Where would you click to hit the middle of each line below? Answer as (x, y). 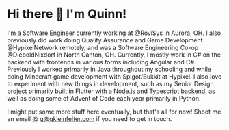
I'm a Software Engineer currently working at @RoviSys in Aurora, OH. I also (114, 33)
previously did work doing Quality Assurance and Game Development (105, 40)
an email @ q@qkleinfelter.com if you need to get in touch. (90, 118)
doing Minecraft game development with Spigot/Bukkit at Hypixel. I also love (114, 76)
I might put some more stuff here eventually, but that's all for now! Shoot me (114, 112)
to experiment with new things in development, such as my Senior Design (110, 83)
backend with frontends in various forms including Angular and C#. (102, 62)
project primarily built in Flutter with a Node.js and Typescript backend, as (111, 91)
